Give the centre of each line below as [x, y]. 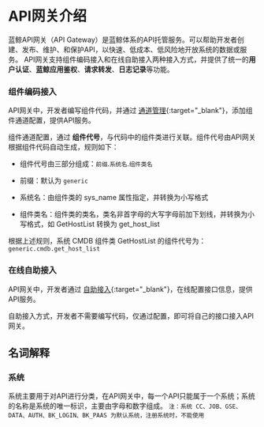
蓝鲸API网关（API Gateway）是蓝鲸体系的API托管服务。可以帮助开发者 [123, 40]
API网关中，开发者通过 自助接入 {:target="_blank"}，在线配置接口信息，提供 [131, 289]
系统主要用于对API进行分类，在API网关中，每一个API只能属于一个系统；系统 [132, 396]
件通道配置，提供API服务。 [52, 120]
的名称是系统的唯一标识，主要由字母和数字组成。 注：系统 [100, 406]
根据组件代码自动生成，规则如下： [63, 147]
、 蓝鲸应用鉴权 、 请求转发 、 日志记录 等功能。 [101, 69]
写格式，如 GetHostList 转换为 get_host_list [89, 224]
